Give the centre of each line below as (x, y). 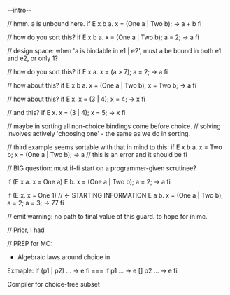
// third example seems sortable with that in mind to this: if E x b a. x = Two (115, 147)
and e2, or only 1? (33, 58)
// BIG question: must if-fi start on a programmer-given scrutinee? (102, 168)
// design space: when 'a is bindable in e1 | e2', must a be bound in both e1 (114, 51)
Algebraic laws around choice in (64, 257)
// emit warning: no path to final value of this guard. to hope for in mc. (107, 216)
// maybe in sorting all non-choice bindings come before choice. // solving (114, 126)
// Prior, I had (26, 230)
